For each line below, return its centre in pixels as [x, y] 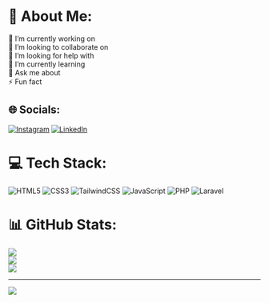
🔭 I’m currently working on [52, 38]
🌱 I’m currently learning [47, 64]
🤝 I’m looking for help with [51, 55]
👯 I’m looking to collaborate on [58, 46]
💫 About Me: [50, 16]
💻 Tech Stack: [58, 163]
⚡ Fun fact [25, 81]
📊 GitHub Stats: [63, 224]
